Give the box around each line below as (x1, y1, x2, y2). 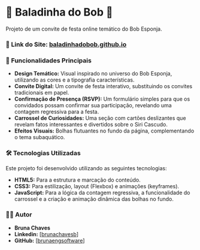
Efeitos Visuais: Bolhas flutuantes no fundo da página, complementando (14, 127, 195, 134)
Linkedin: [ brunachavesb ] (14, 230, 79, 237)
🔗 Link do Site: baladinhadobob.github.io (5, 40, 127, 49)
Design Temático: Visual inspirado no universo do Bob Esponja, (14, 70, 172, 77)
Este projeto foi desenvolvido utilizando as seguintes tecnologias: (5, 165, 167, 172)
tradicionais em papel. (14, 89, 69, 97)
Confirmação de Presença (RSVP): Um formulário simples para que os (14, 95, 190, 103)
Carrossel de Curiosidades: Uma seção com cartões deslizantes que (14, 115, 186, 122)
